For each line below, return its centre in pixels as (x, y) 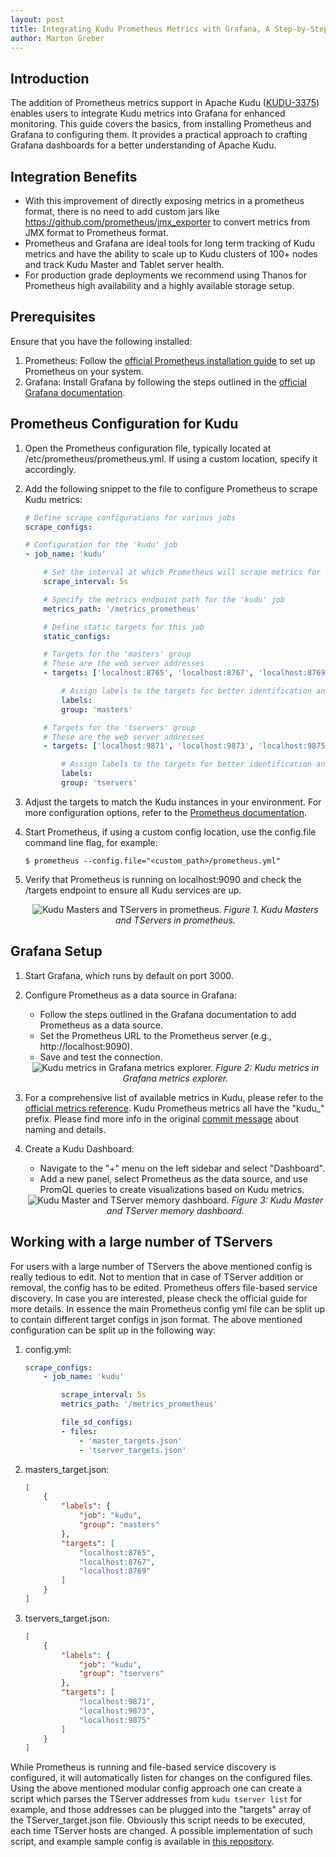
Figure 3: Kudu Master (277, 1200)
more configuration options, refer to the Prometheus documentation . (166, 812)
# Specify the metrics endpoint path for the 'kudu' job (164, 599)
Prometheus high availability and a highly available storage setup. (159, 285)
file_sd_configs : (97, 1422)
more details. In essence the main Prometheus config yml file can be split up (168, 1308)
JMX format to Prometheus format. (96, 232)
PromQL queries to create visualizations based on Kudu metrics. (172, 1189)
